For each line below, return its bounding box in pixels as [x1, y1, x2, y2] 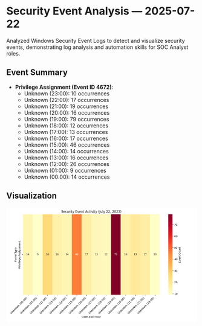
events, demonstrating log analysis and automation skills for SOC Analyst [6, 43, 189, 51]
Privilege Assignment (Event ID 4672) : [15, 83, 114, 91]
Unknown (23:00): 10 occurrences [24, 89, 110, 97]
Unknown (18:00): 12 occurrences [24, 122, 109, 129]
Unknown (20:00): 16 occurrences [24, 109, 110, 116]
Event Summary [6, 68, 68, 78]
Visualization [6, 191, 57, 201]
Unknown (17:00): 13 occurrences [24, 128, 108, 135]
